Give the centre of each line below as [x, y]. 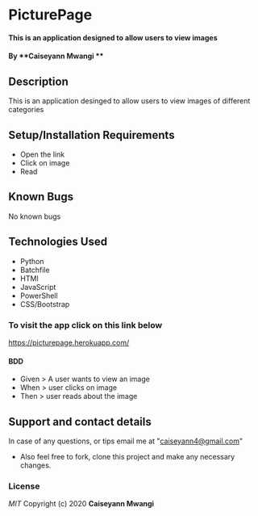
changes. [35, 465]
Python [32, 261]
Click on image [45, 163]
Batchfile [35, 270]
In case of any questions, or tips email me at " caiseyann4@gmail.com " [126, 441]
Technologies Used [58, 242]
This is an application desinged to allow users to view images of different [129, 101]
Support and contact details [80, 422]
